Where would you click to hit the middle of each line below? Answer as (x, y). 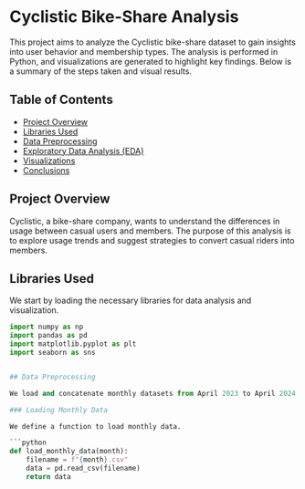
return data (48, 476)
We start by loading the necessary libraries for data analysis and (131, 301)
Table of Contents (62, 100)
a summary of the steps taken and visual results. (100, 71)
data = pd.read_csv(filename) (84, 468)
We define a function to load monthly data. (95, 426)
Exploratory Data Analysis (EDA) (83, 151)
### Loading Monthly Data (58, 410)
